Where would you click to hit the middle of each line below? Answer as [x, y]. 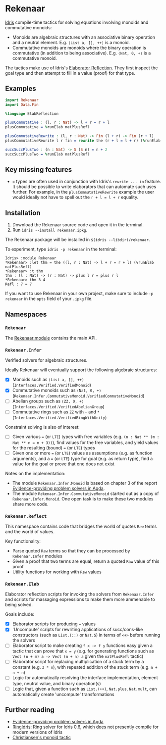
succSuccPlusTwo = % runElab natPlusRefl [48, 154]
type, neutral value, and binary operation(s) [56, 683]
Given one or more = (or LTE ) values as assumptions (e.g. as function [82, 453]
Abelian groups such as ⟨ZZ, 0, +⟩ [48, 401]
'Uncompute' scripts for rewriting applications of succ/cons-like [78, 630]
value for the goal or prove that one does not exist [63, 464]
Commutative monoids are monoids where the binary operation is [79, 48]
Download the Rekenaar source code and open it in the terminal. [78, 225]
